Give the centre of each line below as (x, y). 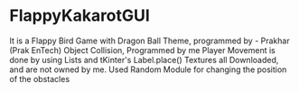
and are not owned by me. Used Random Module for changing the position (148, 69)
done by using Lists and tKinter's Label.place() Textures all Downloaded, (144, 60)
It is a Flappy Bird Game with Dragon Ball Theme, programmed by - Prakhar (150, 41)
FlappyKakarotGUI (80, 16)
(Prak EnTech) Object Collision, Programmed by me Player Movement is (142, 50)
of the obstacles (40, 78)
